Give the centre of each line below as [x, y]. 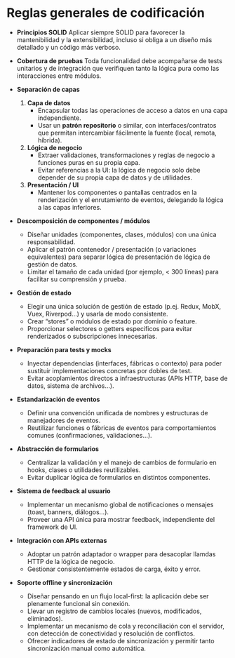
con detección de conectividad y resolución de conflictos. [111, 633]
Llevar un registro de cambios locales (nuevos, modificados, [114, 611]
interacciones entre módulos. [59, 76]
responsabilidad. [51, 242]
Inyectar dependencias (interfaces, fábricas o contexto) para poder [125, 363]
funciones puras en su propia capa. [89, 162]
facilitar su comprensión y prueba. [77, 279]
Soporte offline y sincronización [65, 582]
